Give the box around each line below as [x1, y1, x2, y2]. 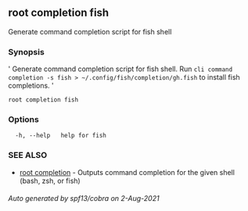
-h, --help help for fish [15, 132, 107, 140]
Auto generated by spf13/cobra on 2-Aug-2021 [8, 194, 160, 203]
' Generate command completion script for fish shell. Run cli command [8, 64, 233, 73]
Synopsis [8, 46, 45, 57]
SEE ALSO [8, 150, 48, 161]
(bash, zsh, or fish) [19, 176, 81, 185]
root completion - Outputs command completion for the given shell [19, 167, 235, 177]
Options [8, 114, 39, 125]
